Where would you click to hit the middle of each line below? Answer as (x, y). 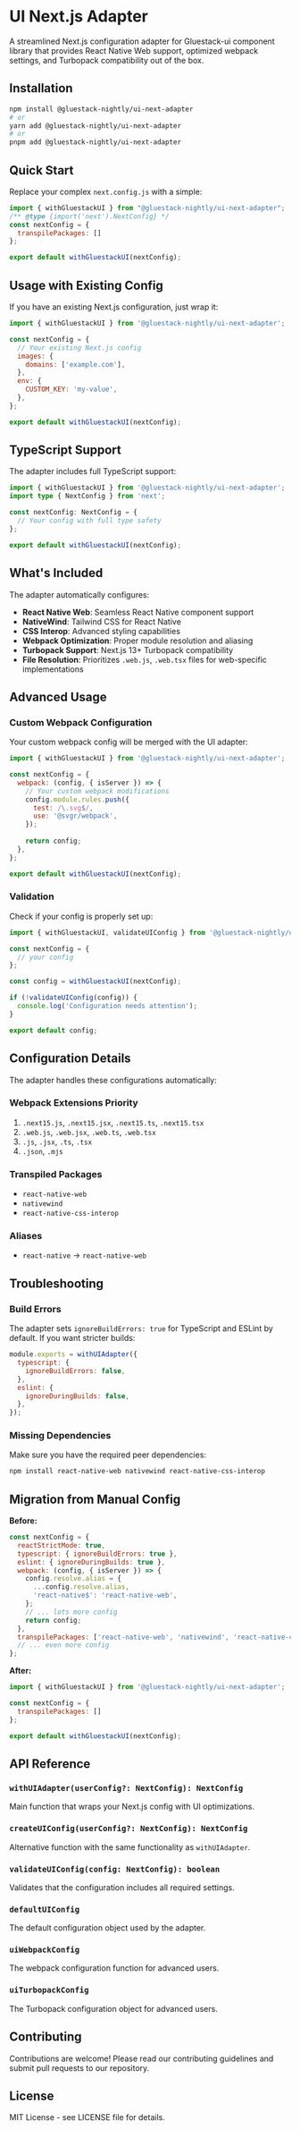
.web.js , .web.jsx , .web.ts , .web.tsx (89, 1132)
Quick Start (42, 170)
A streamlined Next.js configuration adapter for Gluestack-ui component (142, 41)
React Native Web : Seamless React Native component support (138, 612)
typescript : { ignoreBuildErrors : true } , (97, 1554)
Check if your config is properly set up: (81, 916)
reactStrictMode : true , (61, 1545)
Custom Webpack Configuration (81, 722)
